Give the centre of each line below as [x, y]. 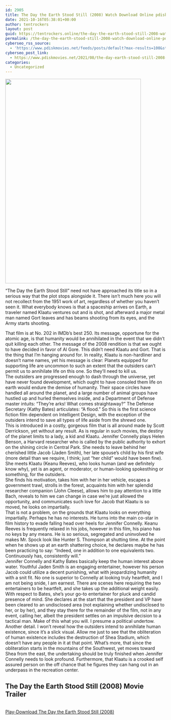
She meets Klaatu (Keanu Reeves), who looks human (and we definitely [80, 464]
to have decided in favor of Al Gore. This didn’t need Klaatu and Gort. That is [85, 350]
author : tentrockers [27, 24]
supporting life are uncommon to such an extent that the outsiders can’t [80, 366]
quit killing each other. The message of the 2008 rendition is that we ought [83, 344]
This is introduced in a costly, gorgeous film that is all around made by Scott [85, 425]
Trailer [16, 694]
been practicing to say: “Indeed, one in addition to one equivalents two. [80, 551]
